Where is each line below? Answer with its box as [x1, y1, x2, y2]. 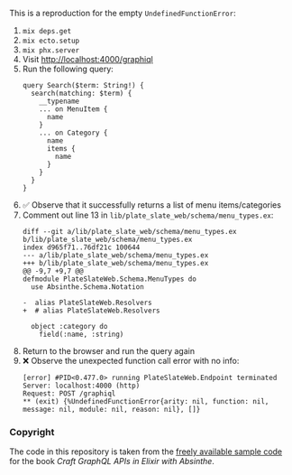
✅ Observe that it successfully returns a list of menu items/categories [22, 200, 282, 210]
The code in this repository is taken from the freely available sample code [9, 446, 283, 457]
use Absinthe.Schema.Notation [31, 283, 144, 292]
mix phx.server [22, 46, 80, 55]
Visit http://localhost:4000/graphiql [22, 54, 153, 64]
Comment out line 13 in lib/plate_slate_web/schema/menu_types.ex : [22, 210, 274, 220]
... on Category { [39, 128, 108, 137]
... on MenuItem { [39, 105, 108, 114]
